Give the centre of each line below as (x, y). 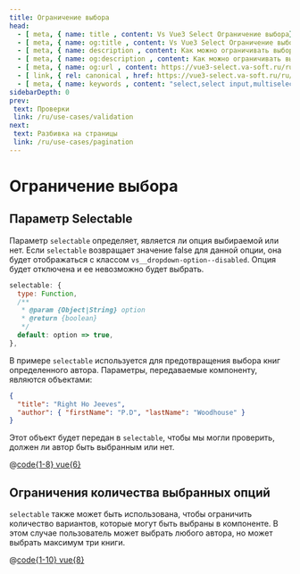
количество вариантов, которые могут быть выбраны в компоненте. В (144, 524)
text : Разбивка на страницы (65, 134)
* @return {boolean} (59, 319)
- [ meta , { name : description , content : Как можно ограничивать (143, 51)
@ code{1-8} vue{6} (46, 464)
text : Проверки (41, 109)
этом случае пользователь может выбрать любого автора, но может (142, 533)
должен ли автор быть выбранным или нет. (92, 447)
